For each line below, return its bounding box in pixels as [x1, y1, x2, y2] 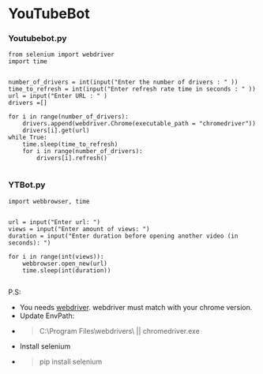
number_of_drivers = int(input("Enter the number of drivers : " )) [8, 78, 239, 87]
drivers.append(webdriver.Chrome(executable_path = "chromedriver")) [22, 120, 257, 128]
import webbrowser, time [8, 197, 90, 205]
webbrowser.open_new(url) [22, 260, 108, 267]
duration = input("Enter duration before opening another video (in [8, 232, 239, 240]
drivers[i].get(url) [22, 127, 90, 135]
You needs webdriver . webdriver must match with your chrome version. [19, 302, 253, 312]
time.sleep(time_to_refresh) [22, 140, 118, 148]
